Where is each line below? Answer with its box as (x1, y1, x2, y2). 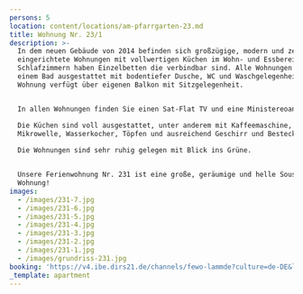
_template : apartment (9, 271, 91, 280)
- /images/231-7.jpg (17, 195, 95, 204)
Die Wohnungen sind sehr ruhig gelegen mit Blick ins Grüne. (17, 146, 252, 155)
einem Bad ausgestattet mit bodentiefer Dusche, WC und (17, 72, 232, 81)
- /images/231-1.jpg (17, 245, 95, 254)
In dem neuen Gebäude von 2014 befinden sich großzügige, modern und (17, 47, 284, 56)
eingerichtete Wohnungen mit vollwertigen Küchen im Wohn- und (17, 55, 260, 64)
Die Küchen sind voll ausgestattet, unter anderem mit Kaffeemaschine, (17, 121, 293, 130)
